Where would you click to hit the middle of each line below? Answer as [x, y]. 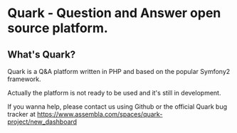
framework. [24, 79]
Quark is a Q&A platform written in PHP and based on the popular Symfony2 [119, 71]
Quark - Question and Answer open [114, 13]
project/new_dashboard [42, 122]
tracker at [21, 114]
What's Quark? [42, 54]
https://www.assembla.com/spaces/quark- [100, 114]
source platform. [58, 28]
